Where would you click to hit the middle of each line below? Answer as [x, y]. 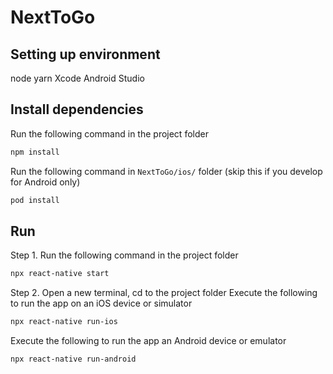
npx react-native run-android [73, 359]
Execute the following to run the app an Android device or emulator [148, 341]
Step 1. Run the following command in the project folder [124, 255]
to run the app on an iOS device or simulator [101, 303]
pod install [35, 200]
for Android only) [45, 182]
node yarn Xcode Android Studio [77, 78]
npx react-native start [60, 274]
